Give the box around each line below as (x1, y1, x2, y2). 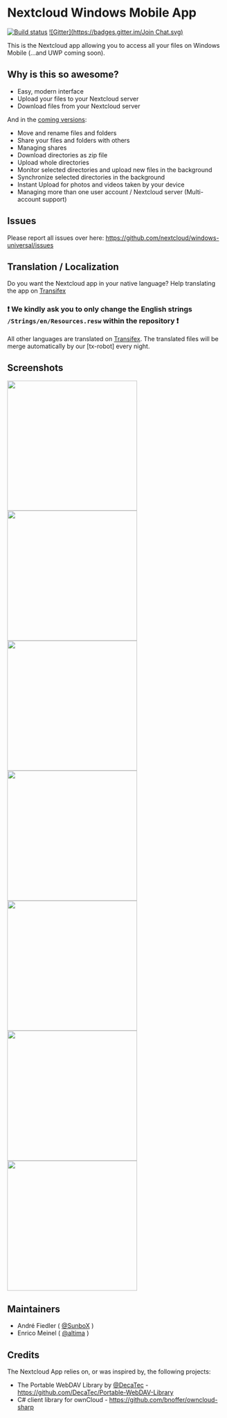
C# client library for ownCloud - (17, 1396, 108, 1404)
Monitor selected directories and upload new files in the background (17, 165, 212, 174)
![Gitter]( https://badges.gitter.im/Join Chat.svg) (48, 28, 183, 36)
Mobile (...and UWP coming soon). (7, 49, 105, 57)
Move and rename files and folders (17, 128, 117, 137)
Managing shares (17, 144, 67, 152)
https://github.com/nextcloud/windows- (105, 234, 219, 242)
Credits (7, 1349, 40, 1360)
